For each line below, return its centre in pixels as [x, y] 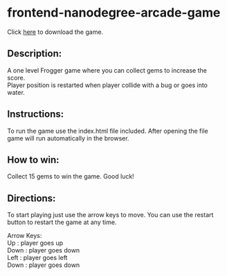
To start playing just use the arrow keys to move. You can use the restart [110, 215]
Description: [35, 54]
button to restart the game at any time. [62, 222]
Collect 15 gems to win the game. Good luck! [71, 176]
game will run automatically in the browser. [68, 138]
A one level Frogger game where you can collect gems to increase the [107, 70]
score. [16, 77]
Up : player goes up [35, 243]
